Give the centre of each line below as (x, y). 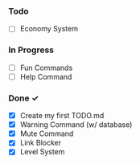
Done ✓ (24, 98)
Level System (42, 152)
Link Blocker (41, 143)
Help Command (46, 76)
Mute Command (47, 133)
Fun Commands (46, 68)
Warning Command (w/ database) (76, 125)
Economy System (49, 29)
